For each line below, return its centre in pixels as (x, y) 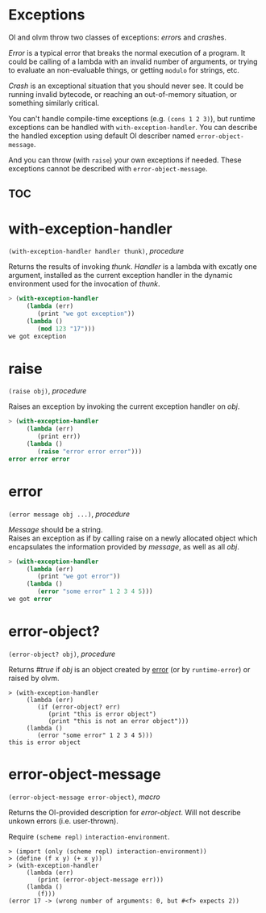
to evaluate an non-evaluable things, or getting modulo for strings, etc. (124, 69)
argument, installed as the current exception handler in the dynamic (121, 276)
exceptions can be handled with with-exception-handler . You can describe (133, 127)
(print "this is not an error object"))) (118, 721)
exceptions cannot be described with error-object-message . (108, 168)
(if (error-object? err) (79, 707)
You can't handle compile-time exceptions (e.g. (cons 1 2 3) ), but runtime (132, 118)
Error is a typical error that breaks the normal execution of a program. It (127, 53)
